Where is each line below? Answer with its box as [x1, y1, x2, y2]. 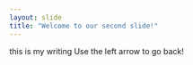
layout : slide [9, 12, 63, 22]
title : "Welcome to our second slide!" [9, 21, 159, 30]
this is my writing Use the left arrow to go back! [9, 45, 184, 56]
